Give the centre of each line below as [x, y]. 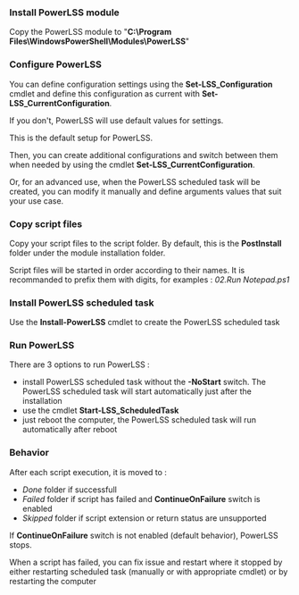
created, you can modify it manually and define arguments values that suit [145, 191]
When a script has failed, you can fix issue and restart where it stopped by [146, 562]
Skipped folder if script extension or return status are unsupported [144, 518]
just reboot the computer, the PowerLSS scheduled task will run [139, 420]
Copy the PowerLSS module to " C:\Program [91, 32]
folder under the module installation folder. [87, 253]
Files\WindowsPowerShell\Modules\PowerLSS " [100, 41]
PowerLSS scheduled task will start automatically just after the [137, 391]
